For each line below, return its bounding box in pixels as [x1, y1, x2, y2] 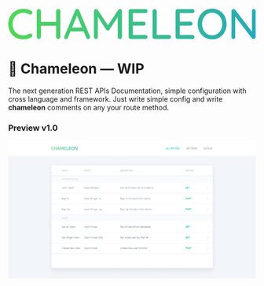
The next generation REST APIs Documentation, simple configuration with [8, 86, 247, 95]
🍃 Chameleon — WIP [8, 60, 145, 77]
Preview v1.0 [8, 122, 58, 133]
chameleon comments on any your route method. [8, 102, 170, 112]
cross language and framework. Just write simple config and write [8, 94, 223, 103]
